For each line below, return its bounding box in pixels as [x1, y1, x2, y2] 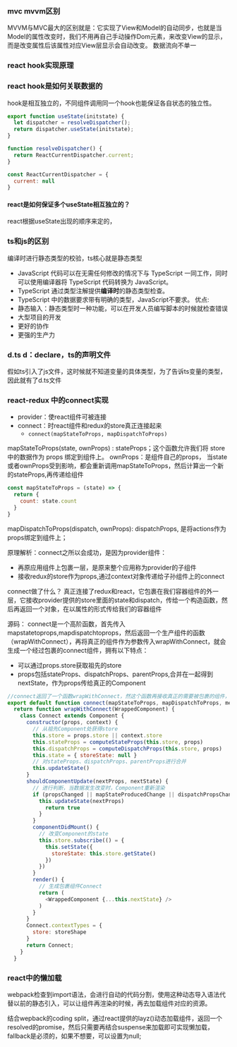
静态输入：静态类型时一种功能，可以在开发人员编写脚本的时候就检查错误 [17, 304, 228, 312]
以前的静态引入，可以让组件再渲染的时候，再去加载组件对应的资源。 [13, 999, 212, 1008]
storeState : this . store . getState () [51, 850, 157, 857]
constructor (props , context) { [25, 719, 119, 726]
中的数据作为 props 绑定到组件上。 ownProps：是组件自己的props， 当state [7, 453, 228, 461]
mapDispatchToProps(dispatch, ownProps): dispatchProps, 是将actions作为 [7, 524, 227, 533]
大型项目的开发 [17, 312, 61, 322]
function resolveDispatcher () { [7, 145, 102, 152]
